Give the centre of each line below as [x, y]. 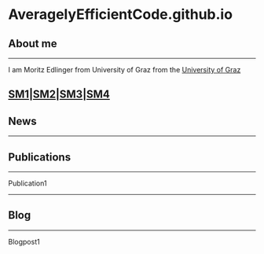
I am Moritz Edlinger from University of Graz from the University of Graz [125, 70]
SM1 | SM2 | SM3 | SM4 [59, 95]
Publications [40, 157]
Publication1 [27, 183]
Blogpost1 [24, 241]
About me [33, 44]
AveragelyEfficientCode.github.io [121, 15]
